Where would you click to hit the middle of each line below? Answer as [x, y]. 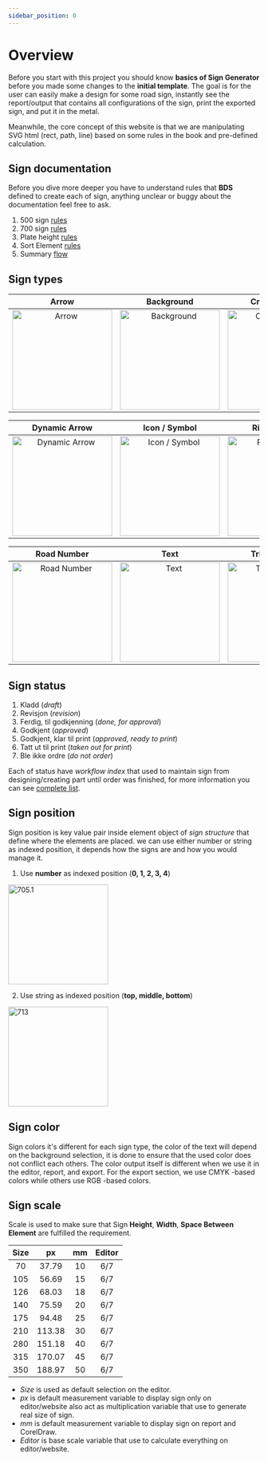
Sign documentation [60, 168]
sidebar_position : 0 [43, 16]
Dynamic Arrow [62, 428]
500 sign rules [43, 220]
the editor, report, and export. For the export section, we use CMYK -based [132, 1172]
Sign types [36, 279]
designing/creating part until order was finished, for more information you [129, 780]
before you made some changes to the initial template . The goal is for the [130, 85]
